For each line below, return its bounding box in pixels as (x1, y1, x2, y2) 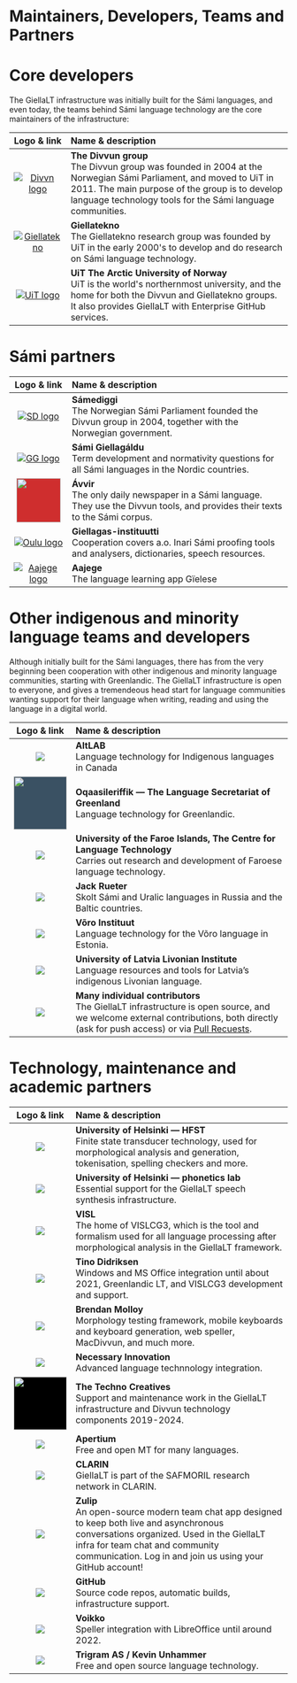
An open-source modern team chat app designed (75, 1505, 283, 1517)
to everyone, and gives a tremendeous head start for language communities (9, 684, 286, 695)
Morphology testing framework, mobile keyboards (75, 1314, 284, 1326)
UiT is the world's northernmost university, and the (70, 278, 281, 290)
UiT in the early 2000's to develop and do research (70, 242, 283, 254)
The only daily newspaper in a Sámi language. (72, 489, 263, 501)
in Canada (75, 761, 118, 774)
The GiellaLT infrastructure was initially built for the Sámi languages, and (9, 95, 273, 105)
